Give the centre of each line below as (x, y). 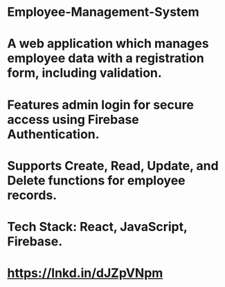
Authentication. (53, 134)
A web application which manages (108, 44)
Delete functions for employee (96, 180)
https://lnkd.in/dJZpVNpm (85, 273)
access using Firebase (73, 119)
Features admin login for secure (100, 105)
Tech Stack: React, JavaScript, (97, 226)
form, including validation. (85, 73)
